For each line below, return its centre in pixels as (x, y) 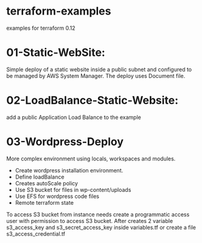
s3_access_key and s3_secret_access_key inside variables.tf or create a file (101, 227)
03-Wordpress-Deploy (65, 142)
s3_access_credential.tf (36, 234)
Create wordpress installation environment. (69, 170)
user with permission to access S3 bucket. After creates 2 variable (90, 221)
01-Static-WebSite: (56, 53)
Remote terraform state (44, 202)
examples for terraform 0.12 (41, 28)
